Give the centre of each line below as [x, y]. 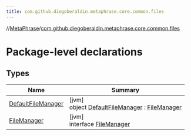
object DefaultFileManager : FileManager [125, 107]
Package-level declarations [74, 52]
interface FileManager [100, 124]
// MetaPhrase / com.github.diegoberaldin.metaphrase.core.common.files [93, 28]
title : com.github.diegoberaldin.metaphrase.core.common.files [85, 11]
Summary [125, 90]
